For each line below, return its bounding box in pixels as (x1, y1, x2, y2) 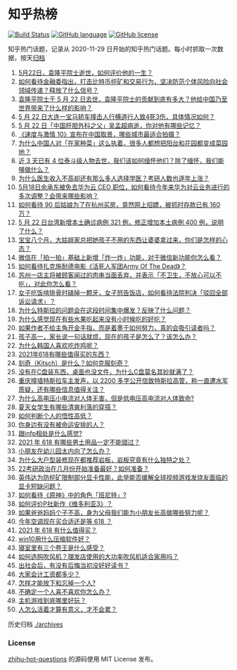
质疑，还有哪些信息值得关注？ (18, 385, 105, 393)
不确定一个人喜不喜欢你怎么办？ (18, 587, 111, 595)
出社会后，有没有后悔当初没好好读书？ (18, 561, 129, 569)
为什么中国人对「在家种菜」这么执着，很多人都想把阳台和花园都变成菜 (18, 139, 222, 147)
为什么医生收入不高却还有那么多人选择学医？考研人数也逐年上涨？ (18, 174, 210, 182)
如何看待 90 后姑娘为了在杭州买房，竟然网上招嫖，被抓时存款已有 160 (18, 200, 221, 208)
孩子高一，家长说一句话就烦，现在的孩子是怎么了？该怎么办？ (18, 332, 198, 341)
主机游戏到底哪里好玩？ (18, 596, 87, 605)
